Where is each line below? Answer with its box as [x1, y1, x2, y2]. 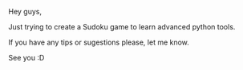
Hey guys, [8, 7, 43, 16]
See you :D [8, 53, 45, 62]
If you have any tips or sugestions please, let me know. [8, 37, 190, 47]
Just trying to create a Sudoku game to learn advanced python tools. [8, 22, 236, 31]
